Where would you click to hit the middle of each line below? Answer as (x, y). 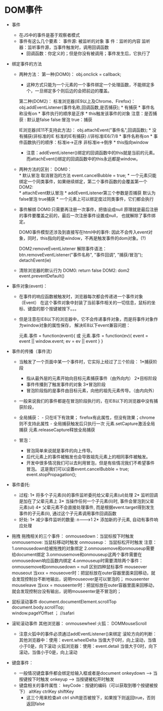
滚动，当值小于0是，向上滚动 (48, 652)
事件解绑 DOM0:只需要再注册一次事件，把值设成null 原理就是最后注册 (89, 209)
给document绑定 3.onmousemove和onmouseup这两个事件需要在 (77, 554)
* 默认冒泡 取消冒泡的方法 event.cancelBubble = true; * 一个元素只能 (88, 175)
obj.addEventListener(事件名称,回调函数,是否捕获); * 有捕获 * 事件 (85, 107)
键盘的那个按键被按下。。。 (53, 308)
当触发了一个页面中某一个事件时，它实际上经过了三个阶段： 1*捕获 (86, 361)
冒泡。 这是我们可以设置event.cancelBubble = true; (78, 469)
